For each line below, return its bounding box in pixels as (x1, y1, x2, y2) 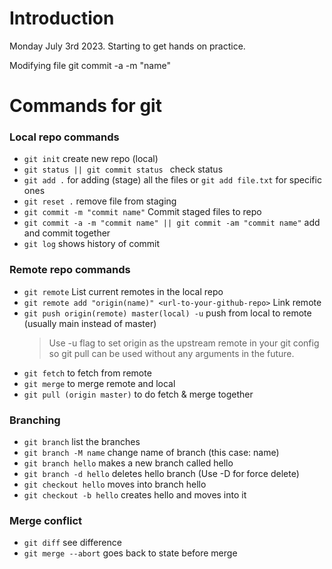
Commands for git (9, 95, 162, 117)
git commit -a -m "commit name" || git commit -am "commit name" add (23, 217, 321, 229)
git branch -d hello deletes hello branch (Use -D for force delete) (23, 468, 300, 480)
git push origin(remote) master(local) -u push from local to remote (23, 307, 312, 319)
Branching (9, 413, 61, 427)
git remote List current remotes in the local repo (23, 285, 224, 297)
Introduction (9, 7, 115, 30)
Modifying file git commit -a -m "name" (9, 59, 171, 71)
